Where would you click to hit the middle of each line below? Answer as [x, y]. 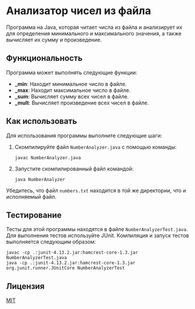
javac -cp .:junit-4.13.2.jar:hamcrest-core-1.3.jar [72, 253]
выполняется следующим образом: [51, 242]
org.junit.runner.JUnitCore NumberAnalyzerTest [66, 268]
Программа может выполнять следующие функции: [72, 73]
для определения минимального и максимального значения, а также [94, 33]
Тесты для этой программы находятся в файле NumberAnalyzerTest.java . [97, 229]
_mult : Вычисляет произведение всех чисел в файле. [82, 103]
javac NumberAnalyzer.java [48, 157]
